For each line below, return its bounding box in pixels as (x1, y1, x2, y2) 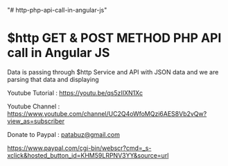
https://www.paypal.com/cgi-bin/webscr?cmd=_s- (7, 144, 152, 152)
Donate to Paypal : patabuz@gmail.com (7, 130, 120, 138)
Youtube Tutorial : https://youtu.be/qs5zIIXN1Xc (7, 88, 143, 97)
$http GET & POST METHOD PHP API (7, 31, 222, 46)
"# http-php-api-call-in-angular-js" (7, 6, 107, 14)
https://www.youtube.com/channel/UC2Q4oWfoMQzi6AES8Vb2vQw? (7, 109, 207, 117)
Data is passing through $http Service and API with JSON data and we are (7, 67, 219, 76)
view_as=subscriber (7, 117, 64, 125)
